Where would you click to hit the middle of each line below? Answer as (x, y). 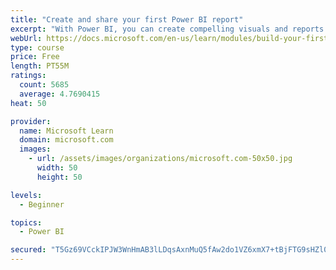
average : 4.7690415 (60, 94)
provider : (31, 121)
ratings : (28, 76)
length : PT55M (40, 66)
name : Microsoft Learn (66, 131)
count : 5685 (44, 85)
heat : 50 (28, 103)
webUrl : (26, 38)
